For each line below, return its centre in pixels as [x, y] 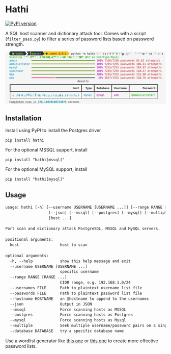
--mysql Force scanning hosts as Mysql [68, 320]
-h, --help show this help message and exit [70, 261]
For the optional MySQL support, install [46, 169]
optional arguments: [27, 256]
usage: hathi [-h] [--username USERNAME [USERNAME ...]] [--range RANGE [84, 207]
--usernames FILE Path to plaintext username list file [76, 288]
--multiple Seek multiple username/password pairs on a [83, 326]
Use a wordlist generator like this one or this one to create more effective [82, 341]
